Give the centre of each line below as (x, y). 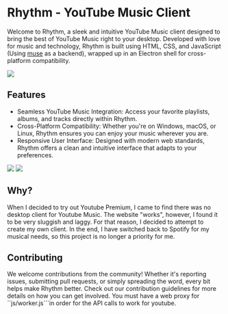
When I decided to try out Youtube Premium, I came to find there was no (109, 207)
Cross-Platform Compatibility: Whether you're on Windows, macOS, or (116, 126)
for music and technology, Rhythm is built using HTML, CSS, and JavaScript (114, 46)
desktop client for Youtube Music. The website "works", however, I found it (112, 214)
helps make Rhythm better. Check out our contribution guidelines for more (112, 289)
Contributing (35, 258)
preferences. (35, 155)
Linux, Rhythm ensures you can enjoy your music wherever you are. (113, 133)
